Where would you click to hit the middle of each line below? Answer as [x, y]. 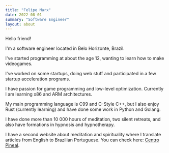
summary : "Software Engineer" [37, 19]
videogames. [19, 64]
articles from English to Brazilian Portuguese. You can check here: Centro [82, 140]
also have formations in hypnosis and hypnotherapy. [60, 125]
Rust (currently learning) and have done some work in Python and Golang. [83, 109]
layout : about [20, 24]
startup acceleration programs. [38, 79]
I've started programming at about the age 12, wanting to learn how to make [85, 58]
